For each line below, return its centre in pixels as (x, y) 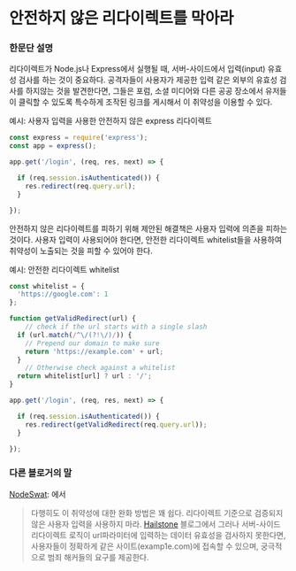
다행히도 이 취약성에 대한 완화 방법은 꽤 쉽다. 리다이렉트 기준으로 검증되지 (157, 513)
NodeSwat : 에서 (38, 494)
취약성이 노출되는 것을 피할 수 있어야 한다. (81, 251)
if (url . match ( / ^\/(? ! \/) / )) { (75, 335)
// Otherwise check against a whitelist (100, 368)
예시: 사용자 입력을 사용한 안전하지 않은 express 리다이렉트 (110, 121)
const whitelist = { (47, 286)
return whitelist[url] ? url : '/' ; (84, 376)
